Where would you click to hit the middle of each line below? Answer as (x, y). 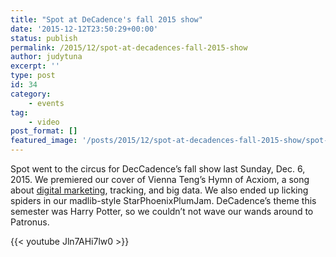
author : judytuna (46, 57)
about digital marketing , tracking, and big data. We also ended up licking (159, 190)
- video (44, 122)
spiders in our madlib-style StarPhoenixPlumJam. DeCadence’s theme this (163, 200)
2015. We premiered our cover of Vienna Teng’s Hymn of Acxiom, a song (160, 179)
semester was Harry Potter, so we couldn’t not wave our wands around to (162, 211)
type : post (33, 76)
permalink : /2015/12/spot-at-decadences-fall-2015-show (129, 47)
